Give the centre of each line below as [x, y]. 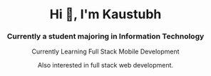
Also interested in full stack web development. [105, 65]
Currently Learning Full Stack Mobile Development [105, 51]
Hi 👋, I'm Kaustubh [105, 14]
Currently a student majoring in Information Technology [105, 37]
